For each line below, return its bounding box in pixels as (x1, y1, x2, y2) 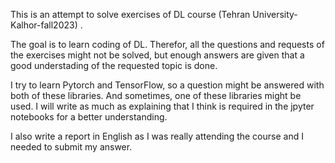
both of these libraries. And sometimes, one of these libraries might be (10, 90, 302, 101)
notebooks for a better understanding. (10, 111, 168, 123)
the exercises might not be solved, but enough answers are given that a (10, 49, 305, 61)
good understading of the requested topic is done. (10, 60, 218, 71)
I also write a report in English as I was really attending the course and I (10, 130, 304, 142)
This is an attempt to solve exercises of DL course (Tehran (10, 9, 251, 20)
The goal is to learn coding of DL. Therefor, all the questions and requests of (10, 39, 325, 50)
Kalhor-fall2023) (10, 19, 78, 31)
